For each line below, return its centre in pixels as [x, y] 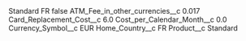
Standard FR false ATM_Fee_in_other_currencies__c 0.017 [104, 11]
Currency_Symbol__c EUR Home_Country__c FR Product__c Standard [123, 28]
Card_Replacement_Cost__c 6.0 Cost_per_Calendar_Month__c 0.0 [118, 19]
